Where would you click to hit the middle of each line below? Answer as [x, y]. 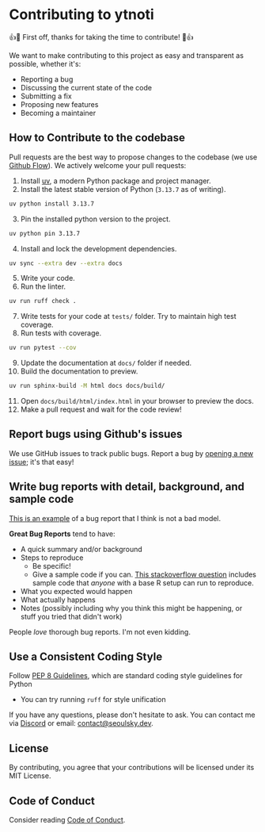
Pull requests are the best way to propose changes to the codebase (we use [133, 157]
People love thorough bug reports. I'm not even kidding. [100, 631]
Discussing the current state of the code [86, 87]
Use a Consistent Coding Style [86, 657]
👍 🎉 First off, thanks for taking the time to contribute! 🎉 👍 [101, 36]
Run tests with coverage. [61, 333]
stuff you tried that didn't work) [71, 616]
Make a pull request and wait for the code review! [101, 409]
